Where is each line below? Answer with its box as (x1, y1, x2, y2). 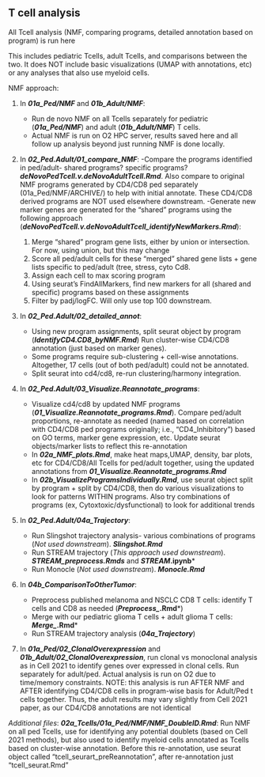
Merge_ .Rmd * (31, 620, 78, 630)
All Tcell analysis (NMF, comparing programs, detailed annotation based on (8, 27, 253, 36)
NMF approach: (8, 83, 59, 93)
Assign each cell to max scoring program (31, 271, 166, 280)
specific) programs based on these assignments (31, 287, 190, 297)
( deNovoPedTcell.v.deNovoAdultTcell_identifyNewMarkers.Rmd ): (19, 222, 241, 231)
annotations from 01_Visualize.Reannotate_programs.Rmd (31, 466, 227, 476)
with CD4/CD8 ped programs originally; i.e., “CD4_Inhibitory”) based (31, 424, 256, 434)
